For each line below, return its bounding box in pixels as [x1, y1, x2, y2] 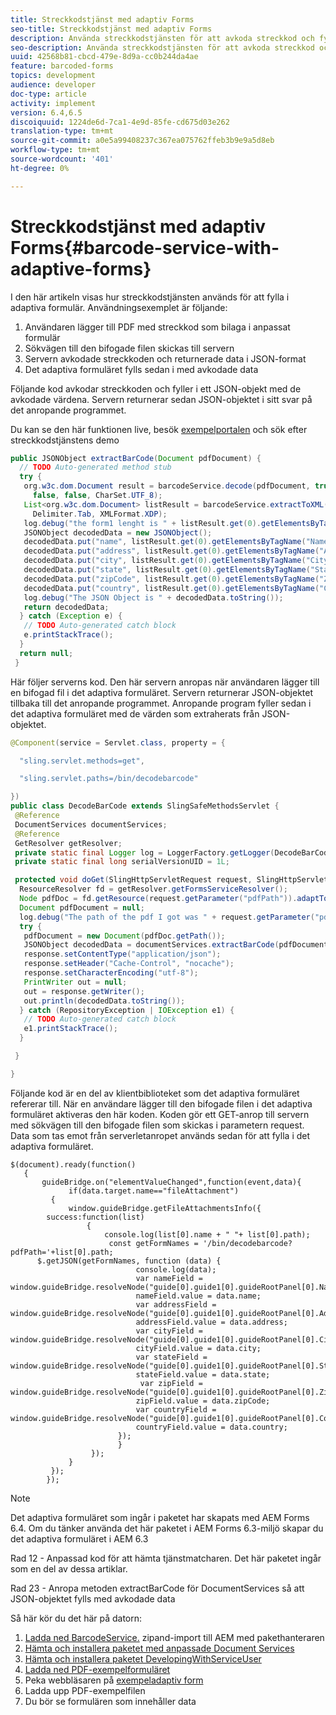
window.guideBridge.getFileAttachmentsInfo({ [68, 1203, 262, 1213]
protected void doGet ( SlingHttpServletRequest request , [14, 875, 253, 885]
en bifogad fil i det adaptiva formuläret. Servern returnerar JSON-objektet [10, 686, 314, 698]
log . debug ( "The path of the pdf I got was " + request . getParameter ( [19, 912, 315, 922]
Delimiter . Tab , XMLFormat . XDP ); [32, 509, 168, 519]
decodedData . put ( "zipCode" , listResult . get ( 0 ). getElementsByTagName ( [23, 574, 320, 584]
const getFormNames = [108, 1238, 199, 1248]
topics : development [10, 71, 97, 81]
